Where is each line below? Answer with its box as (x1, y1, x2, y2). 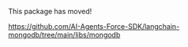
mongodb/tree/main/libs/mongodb (8, 31, 121, 39)
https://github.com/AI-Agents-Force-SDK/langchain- (8, 22, 180, 31)
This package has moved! (8, 7, 92, 16)
